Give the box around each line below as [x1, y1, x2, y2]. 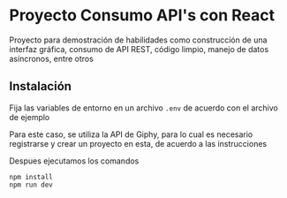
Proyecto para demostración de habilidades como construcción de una [9, 34, 268, 45]
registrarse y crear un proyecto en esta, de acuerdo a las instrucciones [9, 138, 268, 148]
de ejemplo [9, 111, 50, 122]
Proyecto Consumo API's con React [9, 5, 276, 26]
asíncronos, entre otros [9, 53, 94, 64]
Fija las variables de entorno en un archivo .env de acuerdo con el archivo [9, 103, 278, 113]
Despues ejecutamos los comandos [9, 156, 140, 166]
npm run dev [9, 180, 53, 189]
